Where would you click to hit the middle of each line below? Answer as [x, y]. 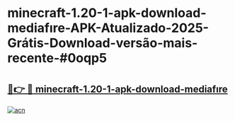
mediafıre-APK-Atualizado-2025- [108, 28]
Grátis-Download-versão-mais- [103, 43]
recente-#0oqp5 [57, 58]
